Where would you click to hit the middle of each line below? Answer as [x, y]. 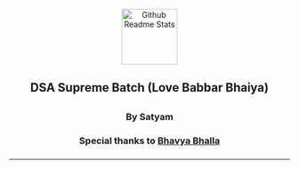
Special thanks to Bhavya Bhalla [149, 141]
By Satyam [149, 117]
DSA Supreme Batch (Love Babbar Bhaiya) [149, 88]
